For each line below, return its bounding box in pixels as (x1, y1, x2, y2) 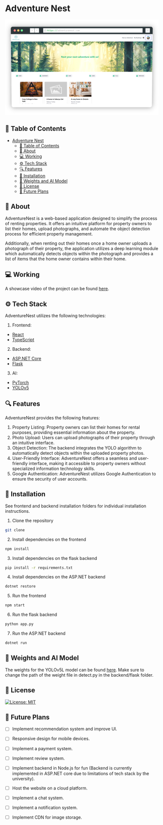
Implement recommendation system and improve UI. (12, 726, 118, 732)
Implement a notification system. (12, 805, 78, 810)
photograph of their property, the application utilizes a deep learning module (5, 245, 159, 251)
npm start (5, 603, 25, 608)
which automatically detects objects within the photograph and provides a (5, 251, 153, 256)
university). (12, 775, 35, 781)
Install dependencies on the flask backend (12, 555, 97, 561)
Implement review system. (12, 755, 65, 761)
